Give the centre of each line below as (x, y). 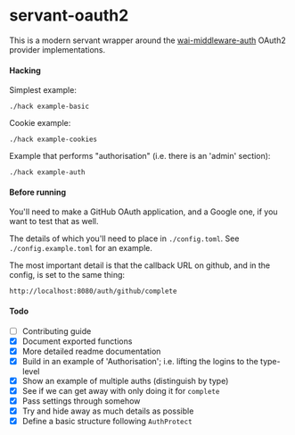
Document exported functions (77, 341)
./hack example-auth (48, 172)
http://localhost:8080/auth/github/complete (93, 291)
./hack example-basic (49, 107)
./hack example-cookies (53, 139)
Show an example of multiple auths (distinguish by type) (125, 381)
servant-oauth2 (69, 16)
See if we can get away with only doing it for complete (121, 390)
